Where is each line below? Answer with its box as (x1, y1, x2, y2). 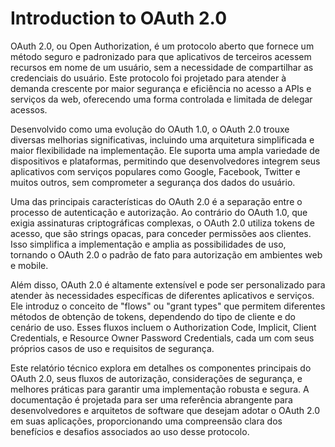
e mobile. (10, 259, 49, 271)
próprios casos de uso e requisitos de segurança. (10, 342, 215, 354)
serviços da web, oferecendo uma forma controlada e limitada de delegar (10, 93, 313, 105)
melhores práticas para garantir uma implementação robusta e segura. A (10, 383, 310, 395)
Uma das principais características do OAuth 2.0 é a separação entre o (10, 195, 303, 207)
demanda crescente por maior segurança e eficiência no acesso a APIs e (10, 82, 312, 94)
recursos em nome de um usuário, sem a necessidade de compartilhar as (10, 61, 314, 73)
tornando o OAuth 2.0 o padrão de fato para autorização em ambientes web (10, 248, 323, 261)
